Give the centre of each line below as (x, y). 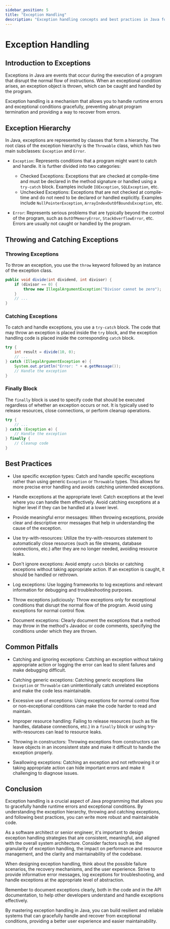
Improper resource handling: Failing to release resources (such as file (85, 721)
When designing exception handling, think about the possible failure (76, 864)
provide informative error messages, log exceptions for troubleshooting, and (85, 875)
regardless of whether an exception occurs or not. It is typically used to (80, 405)
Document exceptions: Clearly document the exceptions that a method (86, 620)
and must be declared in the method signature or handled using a (88, 182)
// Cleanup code (32, 443)
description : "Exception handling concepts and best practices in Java (82, 19)
